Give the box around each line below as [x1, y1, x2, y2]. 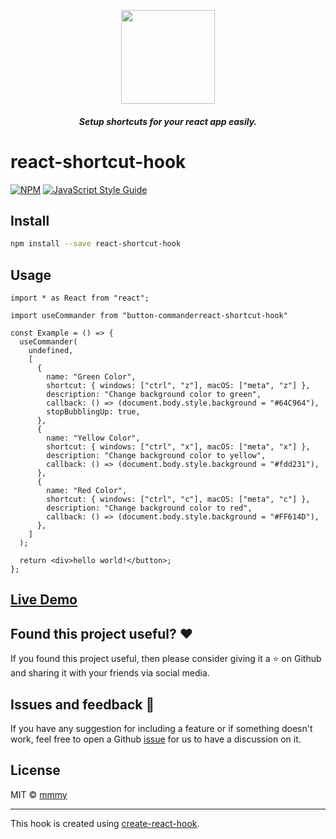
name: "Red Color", [46, 486, 128, 496]
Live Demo [10, 591, 78, 609]
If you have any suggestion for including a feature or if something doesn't [10, 723, 313, 735]
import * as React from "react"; [10, 293, 150, 304]
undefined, [28, 346, 74, 356]
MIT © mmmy [10, 788, 68, 800]
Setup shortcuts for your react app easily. [78, 115, 258, 127]
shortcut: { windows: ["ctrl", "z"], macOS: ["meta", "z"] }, [46, 381, 311, 391]
